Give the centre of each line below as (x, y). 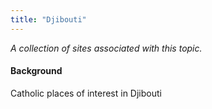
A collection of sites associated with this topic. (106, 48)
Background (36, 71)
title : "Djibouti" (48, 19)
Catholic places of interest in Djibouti (86, 93)
